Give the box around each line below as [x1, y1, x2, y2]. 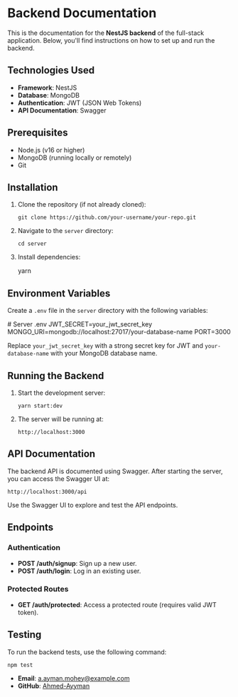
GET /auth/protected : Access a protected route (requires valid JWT [17, 600, 217, 609]
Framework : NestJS [17, 83, 77, 92]
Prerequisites [7, 127, 68, 139]
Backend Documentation [7, 5, 157, 21]
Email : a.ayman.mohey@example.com [17, 673, 130, 682]
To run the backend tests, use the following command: [7, 647, 167, 656]
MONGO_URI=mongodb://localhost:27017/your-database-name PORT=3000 [7, 328, 231, 336]
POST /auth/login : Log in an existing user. [17, 567, 141, 575]
